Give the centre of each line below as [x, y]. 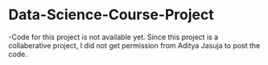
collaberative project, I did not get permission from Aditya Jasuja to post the [134, 45]
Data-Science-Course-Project [111, 15]
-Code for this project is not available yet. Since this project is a [113, 37]
